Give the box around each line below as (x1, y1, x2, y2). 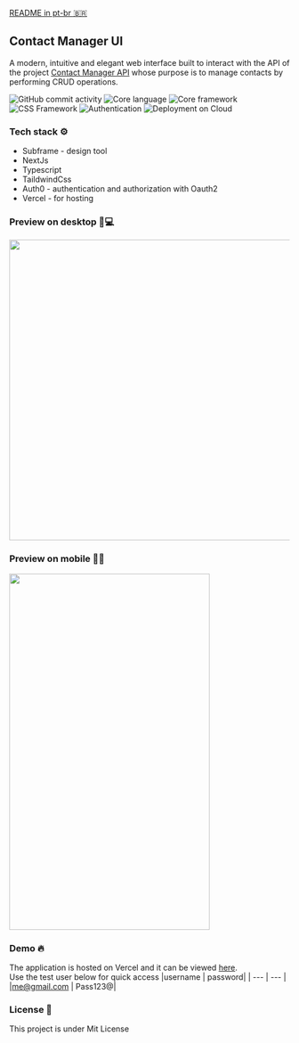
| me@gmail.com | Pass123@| (9, 982, 117, 991)
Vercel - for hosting (21, 193, 94, 204)
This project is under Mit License (9, 1023, 130, 1034)
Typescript (21, 165, 62, 175)
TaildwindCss (21, 174, 72, 185)
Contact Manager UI (9, 34, 124, 49)
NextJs (21, 155, 49, 166)
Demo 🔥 (9, 941, 44, 954)
